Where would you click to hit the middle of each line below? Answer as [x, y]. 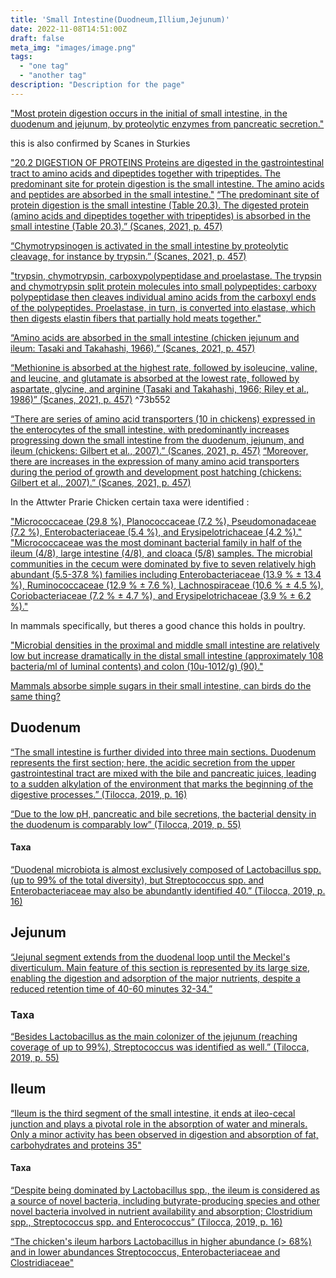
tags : [21, 57]
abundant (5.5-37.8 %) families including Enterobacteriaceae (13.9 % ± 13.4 [166, 574]
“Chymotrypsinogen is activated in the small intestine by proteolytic [149, 245]
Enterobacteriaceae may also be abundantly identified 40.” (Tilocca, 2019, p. [168, 890]
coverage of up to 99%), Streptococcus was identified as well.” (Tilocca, [160, 1047]
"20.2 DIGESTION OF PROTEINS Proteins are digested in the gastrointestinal [167, 162]
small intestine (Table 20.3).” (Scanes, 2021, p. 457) [116, 226]
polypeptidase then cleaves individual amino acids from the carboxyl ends [163, 297]
